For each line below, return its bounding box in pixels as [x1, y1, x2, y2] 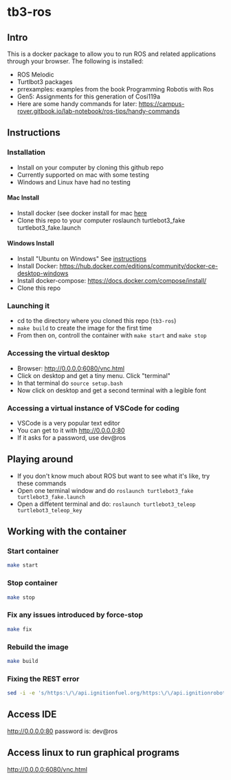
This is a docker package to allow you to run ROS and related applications [7, 50, 217, 58]
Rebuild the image [7, 642, 69, 651]
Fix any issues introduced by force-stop [7, 610, 143, 620]
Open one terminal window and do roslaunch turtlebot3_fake [16, 486, 194, 494]
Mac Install [7, 193, 40, 202]
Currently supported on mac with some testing [16, 170, 150, 179]
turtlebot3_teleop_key [16, 507, 82, 514]
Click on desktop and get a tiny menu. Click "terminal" [16, 371, 170, 379]
